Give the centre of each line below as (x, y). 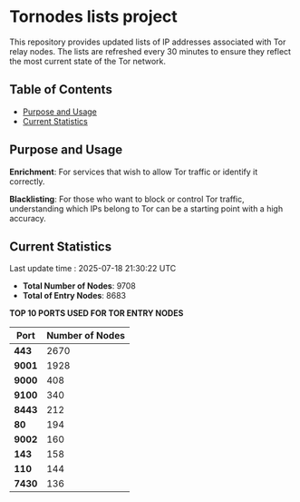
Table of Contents (61, 89)
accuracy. (28, 218)
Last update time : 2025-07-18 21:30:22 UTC (93, 269)
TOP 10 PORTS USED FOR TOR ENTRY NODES (97, 313)
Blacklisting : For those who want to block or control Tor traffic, (127, 199)
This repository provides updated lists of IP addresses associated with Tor (148, 42)
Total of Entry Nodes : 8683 (74, 296)
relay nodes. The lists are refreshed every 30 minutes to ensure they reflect (150, 51)
